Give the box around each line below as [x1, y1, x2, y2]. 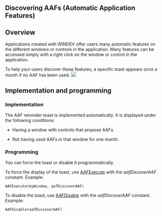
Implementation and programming [5, 86, 112, 95]
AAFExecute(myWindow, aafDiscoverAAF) [5, 184, 84, 189]
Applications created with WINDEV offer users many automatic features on [5, 41, 156, 47]
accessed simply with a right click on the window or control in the [5, 51, 138, 58]
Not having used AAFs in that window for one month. [12, 136, 119, 142]
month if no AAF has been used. [5, 72, 70, 78]
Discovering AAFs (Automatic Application [5, 4, 136, 12]
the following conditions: [5, 117, 55, 123]
